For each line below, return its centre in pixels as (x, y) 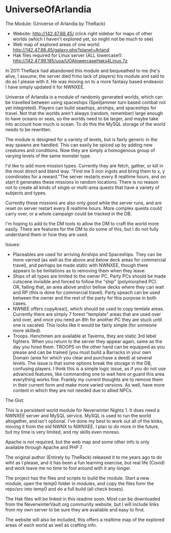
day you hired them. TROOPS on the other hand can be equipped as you (89, 347)
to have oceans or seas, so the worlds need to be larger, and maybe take (82, 118)
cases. (20, 303)
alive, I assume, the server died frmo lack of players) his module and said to (85, 76)
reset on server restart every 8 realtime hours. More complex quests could (84, 208)
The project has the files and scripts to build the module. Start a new (77, 478)
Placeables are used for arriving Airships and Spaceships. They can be (87, 254)
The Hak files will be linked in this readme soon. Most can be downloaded (83, 499)
